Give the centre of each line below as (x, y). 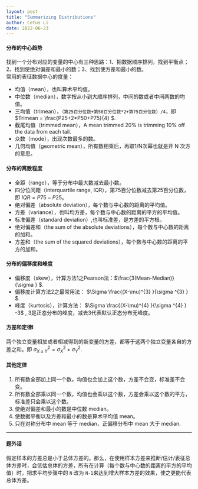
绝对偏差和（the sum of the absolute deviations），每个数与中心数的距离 (102, 227)
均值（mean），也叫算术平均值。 (54, 89)
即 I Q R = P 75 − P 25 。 (41, 197)
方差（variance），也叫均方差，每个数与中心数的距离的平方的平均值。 (99, 212)
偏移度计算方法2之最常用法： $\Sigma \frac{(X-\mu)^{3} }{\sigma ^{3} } (101, 292)
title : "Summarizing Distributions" (51, 17)
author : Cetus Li (27, 22)
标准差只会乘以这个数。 (43, 401)
